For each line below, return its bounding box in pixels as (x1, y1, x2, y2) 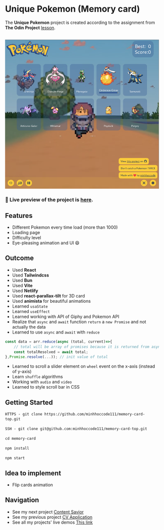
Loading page (12, 229, 41, 235)
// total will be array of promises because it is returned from (14, 344, 150, 349)
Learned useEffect (12, 308, 50, 314)
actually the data (12, 324, 46, 330)
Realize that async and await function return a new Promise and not (12, 318, 146, 325)
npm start (5, 456, 25, 461)
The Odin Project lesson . (5, 24, 56, 30)
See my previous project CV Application (12, 514, 93, 520)
